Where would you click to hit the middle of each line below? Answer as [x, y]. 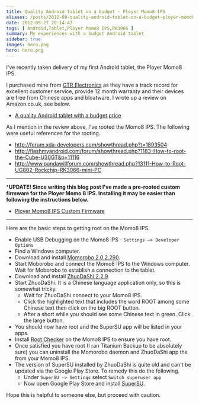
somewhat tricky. [36, 289]
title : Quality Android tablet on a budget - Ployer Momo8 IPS [86, 12]
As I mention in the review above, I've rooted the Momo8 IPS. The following [98, 127]
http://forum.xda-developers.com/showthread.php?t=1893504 [91, 144]
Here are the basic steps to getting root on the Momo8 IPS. [78, 228]
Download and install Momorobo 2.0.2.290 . [68, 257]
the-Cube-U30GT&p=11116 [47, 157]
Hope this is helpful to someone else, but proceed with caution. [84, 395]
